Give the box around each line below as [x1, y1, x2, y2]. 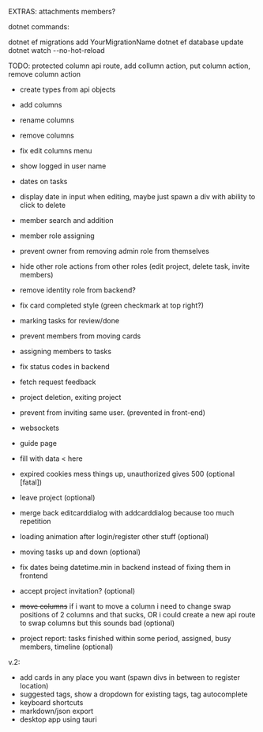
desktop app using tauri [19, 715, 97, 724]
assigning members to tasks [19, 347, 112, 356]
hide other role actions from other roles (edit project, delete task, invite [19, 262, 250, 271]
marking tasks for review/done [19, 316, 120, 325]
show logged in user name [19, 161, 107, 171]
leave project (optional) [19, 493, 96, 502]
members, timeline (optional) [19, 642, 114, 651]
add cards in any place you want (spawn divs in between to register [19, 673, 241, 682]
